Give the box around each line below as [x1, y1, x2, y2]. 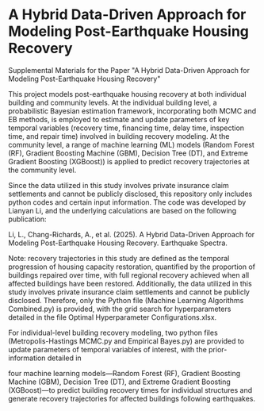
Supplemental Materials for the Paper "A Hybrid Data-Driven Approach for [8, 65, 251, 75]
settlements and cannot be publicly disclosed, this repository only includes [8, 189, 253, 198]
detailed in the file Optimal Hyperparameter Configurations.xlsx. [8, 312, 217, 322]
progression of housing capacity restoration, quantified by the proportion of [8, 262, 256, 271]
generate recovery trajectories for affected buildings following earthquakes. [8, 394, 256, 403]
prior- [209, 344, 228, 354]
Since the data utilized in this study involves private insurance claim [8, 180, 229, 190]
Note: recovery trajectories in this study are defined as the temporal [8, 253, 230, 263]
